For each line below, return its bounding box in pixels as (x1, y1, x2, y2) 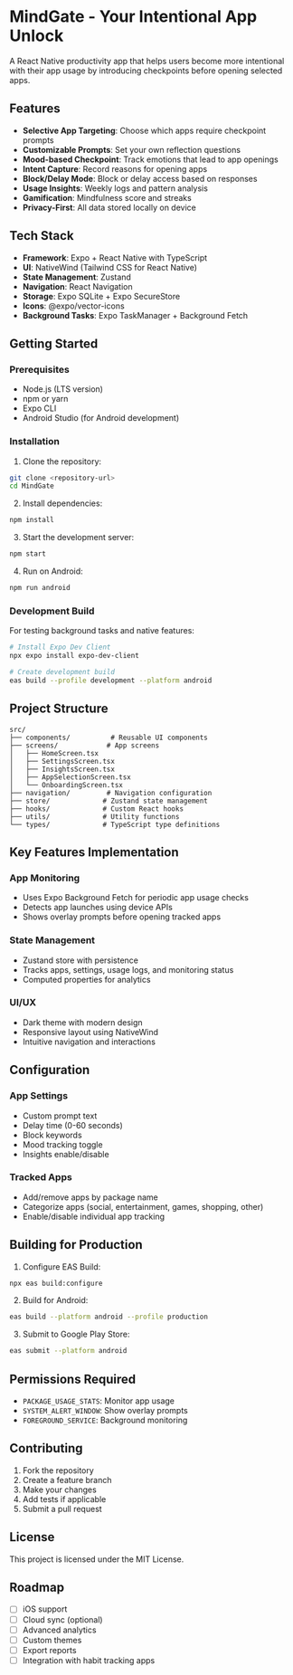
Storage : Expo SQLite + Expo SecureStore (22, 290, 181, 301)
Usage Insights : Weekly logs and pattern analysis (22, 183, 208, 194)
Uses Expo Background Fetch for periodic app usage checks (22, 892, 249, 903)
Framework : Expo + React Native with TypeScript (22, 252, 208, 263)
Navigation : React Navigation (22, 281, 133, 291)
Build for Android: (22, 1295, 89, 1306)
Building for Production (9, 1237, 143, 1252)
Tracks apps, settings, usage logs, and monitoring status (22, 964, 234, 975)
